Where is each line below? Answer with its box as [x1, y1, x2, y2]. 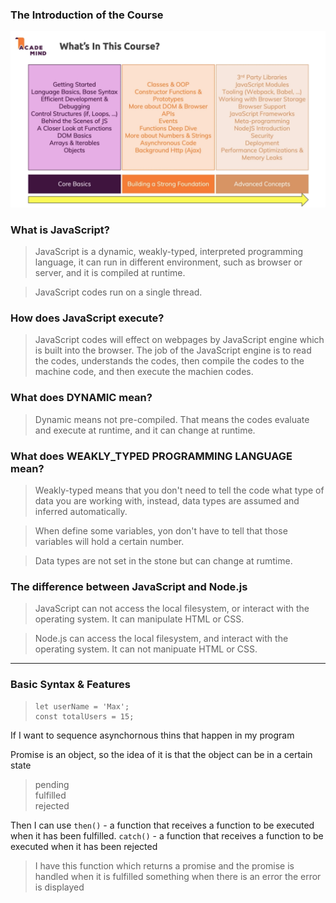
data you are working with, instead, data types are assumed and [34, 495, 300, 507]
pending [34, 778, 70, 790]
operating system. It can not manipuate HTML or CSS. [34, 643, 258, 655]
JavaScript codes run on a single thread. [34, 286, 203, 298]
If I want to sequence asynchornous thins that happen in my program [10, 729, 295, 741]
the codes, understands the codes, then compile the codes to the [34, 355, 305, 367]
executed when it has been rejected [10, 840, 158, 852]
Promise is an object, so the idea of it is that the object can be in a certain [10, 748, 313, 760]
